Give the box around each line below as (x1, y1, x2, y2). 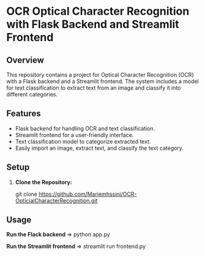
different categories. (6, 91, 58, 98)
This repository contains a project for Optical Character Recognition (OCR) (6, 71, 194, 78)
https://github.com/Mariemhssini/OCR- (39, 190, 137, 198)
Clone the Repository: (15, 178, 72, 185)
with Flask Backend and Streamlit (6, 17, 179, 31)
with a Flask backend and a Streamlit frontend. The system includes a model (6, 78, 199, 85)
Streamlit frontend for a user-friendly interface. (15, 131, 134, 139)
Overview (6, 55, 45, 65)
